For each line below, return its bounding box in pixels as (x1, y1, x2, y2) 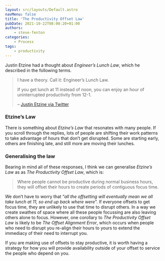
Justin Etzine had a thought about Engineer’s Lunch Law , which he (5, 62, 140, 68)
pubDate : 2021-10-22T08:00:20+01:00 (5, 21, 80, 26)
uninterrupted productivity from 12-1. (17, 92, 92, 98)
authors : (5, 26, 23, 31)
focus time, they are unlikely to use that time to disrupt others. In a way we (5, 204, 156, 210)
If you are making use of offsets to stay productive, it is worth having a (5, 240, 148, 246)
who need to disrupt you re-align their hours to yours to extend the (5, 225, 140, 231)
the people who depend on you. (5, 250, 70, 257)
